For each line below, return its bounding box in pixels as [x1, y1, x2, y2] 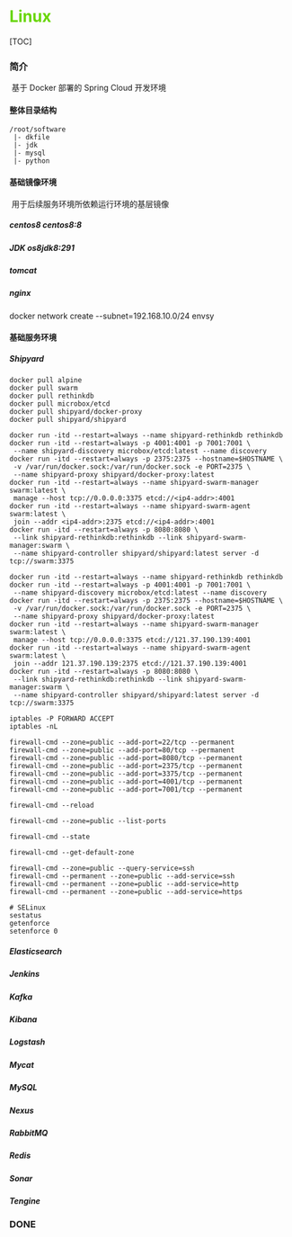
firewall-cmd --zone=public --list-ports [9, 817, 167, 826]
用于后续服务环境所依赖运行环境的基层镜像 [11, 198, 169, 209]
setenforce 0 [9, 927, 58, 937]
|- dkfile [13, 133, 50, 142]
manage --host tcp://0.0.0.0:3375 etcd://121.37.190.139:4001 [13, 636, 252, 645]
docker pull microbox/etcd [9, 399, 111, 408]
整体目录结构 [9, 104, 57, 115]
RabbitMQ [9, 1127, 49, 1138]
